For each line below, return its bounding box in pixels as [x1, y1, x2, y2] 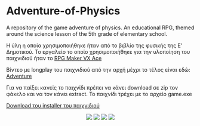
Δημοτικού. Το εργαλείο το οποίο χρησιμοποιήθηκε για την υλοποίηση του [6, 48, 190, 55]
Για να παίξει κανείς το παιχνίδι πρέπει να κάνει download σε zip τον [6, 84, 179, 91]
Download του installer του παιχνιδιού [6, 102, 100, 109]
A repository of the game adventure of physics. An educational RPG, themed [6, 24, 195, 31]
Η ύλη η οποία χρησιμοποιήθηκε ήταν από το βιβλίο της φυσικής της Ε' [6, 42, 183, 49]
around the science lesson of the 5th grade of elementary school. [6, 30, 168, 37]
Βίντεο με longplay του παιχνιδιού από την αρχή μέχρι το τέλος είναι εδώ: [6, 66, 190, 73]
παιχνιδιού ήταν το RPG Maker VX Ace [6, 54, 102, 62]
